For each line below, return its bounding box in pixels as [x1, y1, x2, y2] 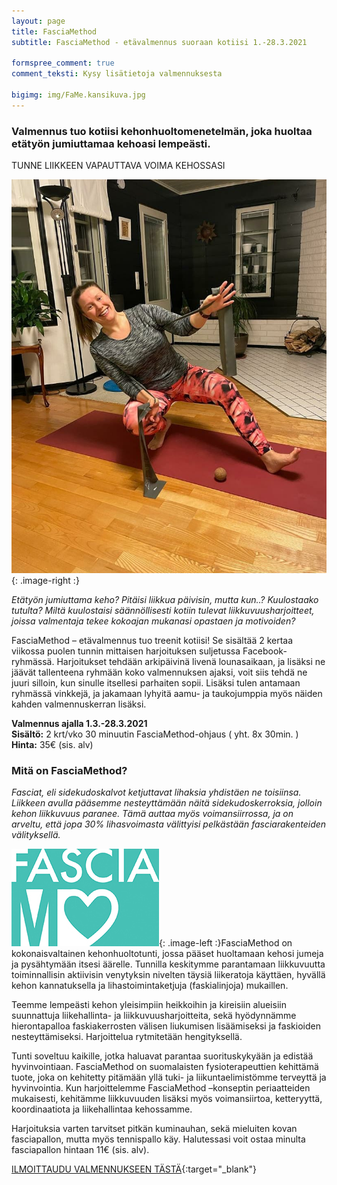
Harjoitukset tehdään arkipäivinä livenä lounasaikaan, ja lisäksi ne [56, 656, 326, 668]
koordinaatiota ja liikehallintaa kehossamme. [11, 1103, 193, 1115]
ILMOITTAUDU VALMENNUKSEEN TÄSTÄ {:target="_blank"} [11, 1163, 258, 1175]
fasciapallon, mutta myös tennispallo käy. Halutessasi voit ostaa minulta [11, 1133, 306, 1145]
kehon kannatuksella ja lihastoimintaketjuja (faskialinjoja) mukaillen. [11, 980, 289, 992]
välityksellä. [11, 829, 61, 841]
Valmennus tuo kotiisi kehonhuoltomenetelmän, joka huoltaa [11, 124, 313, 138]
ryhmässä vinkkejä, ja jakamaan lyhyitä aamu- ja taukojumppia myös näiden [11, 688, 323, 700]
